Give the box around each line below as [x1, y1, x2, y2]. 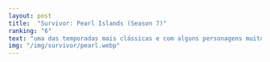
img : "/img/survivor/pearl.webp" [8, 42, 121, 50]
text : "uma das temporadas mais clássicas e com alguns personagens [8, 34, 243, 43]
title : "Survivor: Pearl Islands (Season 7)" [8, 19, 167, 27]
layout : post [8, 11, 52, 20]
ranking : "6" [8, 27, 52, 35]
